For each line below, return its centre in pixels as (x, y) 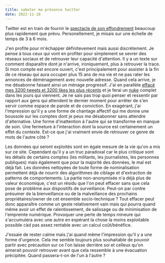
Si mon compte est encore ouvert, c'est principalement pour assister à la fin (82, 69)
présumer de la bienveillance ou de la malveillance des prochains (71, 193)
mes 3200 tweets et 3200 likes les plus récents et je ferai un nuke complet (81, 90)
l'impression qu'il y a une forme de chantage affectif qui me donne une (77, 111)
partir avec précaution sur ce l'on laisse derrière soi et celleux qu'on (74, 245)
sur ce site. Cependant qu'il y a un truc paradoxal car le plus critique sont (80, 152)
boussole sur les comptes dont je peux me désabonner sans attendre (75, 116)
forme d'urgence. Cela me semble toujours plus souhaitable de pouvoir (77, 239)
